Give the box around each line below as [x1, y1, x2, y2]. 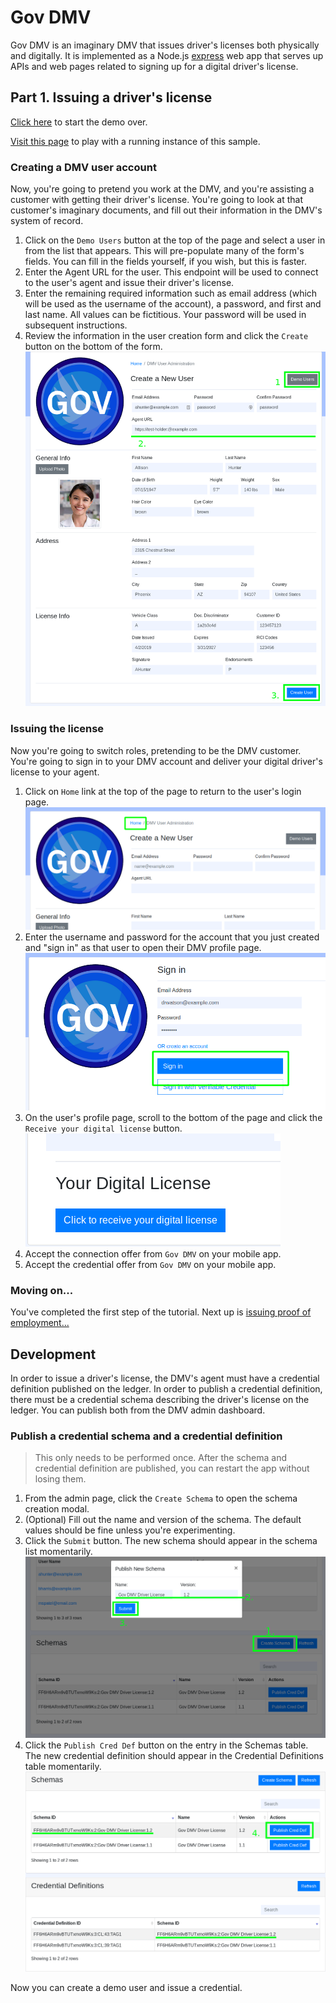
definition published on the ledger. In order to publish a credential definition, [10, 1382, 323, 1395]
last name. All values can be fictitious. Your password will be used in [24, 309, 307, 321]
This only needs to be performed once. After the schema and [34, 1452, 288, 1464]
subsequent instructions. [24, 319, 128, 331]
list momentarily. [24, 1546, 93, 1558]
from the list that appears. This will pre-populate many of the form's [24, 245, 305, 257]
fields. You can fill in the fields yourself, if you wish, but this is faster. [24, 256, 307, 268]
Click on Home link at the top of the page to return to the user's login [24, 785, 302, 797]
